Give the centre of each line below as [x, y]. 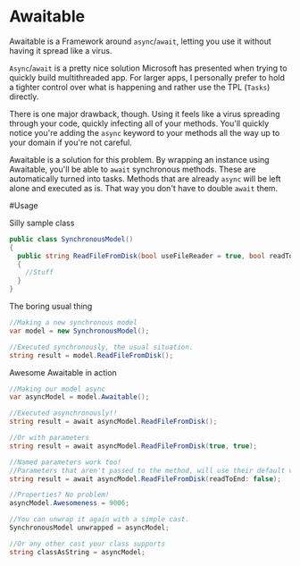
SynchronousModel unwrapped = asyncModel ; [89, 528]
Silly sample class [42, 223]
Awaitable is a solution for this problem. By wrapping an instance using [139, 159]
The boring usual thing [51, 307]
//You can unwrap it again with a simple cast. [100, 520]
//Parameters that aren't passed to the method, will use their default [147, 470]
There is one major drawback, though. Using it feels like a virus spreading [145, 114]
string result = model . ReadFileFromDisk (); [92, 355]
